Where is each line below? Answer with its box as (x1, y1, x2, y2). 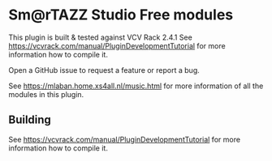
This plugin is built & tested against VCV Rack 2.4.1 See (8, 32, 192, 42)
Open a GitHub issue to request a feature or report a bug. (8, 65, 201, 74)
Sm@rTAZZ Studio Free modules (8, 6, 234, 24)
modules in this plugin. (8, 89, 84, 99)
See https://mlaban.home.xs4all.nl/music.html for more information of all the (8, 81, 264, 91)
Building (8, 113, 51, 127)
